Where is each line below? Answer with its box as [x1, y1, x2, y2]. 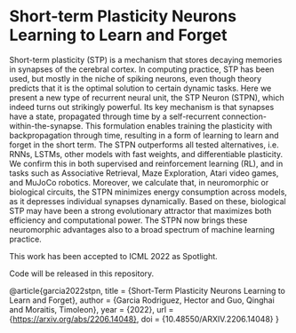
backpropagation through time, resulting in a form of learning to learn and [9, 130, 279, 140]
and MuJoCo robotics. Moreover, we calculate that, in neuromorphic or [9, 177, 269, 187]
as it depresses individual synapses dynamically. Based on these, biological [9, 195, 286, 206]
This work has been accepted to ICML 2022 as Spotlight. [9, 250, 218, 261]
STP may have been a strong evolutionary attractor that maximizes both [9, 205, 272, 216]
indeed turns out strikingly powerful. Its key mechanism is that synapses [9, 101, 275, 112]
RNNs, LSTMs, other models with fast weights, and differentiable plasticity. [9, 148, 284, 159]
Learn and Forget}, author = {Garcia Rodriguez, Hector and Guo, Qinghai [9, 295, 276, 305]
